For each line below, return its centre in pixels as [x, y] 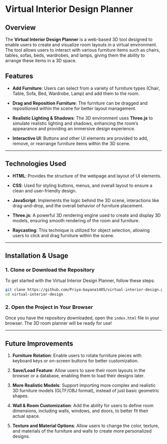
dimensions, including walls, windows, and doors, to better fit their [80, 411]
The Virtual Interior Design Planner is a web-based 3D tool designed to [79, 39]
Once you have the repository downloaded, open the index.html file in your [82, 318]
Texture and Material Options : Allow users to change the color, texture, [86, 426]
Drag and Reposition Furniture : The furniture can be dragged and [80, 103]
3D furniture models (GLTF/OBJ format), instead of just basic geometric [86, 391]
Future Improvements [39, 343]
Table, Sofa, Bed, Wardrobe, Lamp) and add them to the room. [76, 93]
